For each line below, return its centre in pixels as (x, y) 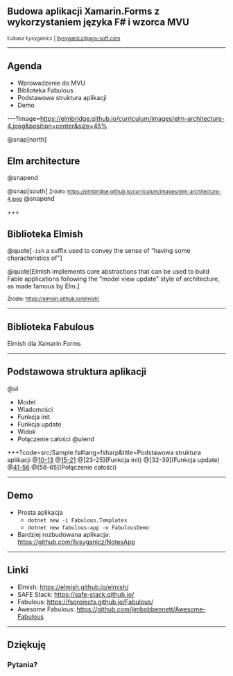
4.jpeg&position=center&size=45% (57, 126)
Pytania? (23, 664)
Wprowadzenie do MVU (51, 83)
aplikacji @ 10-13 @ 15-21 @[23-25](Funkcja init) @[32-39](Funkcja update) (113, 460)
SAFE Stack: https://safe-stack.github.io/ (76, 594)
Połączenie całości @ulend (56, 439)
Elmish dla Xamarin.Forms (44, 344)
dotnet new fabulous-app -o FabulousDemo (88, 527)
